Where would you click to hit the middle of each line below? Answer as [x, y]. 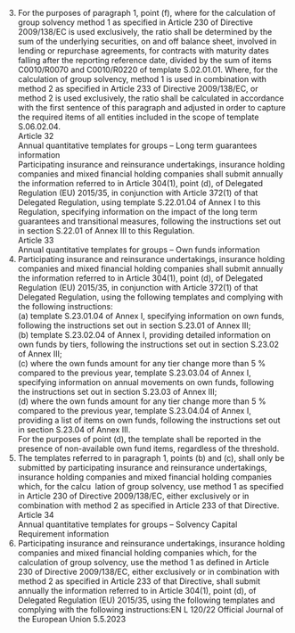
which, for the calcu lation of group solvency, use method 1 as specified [151, 486]
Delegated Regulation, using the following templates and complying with [150, 297]
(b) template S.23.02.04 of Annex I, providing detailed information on [144, 335]
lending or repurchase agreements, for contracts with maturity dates [143, 51]
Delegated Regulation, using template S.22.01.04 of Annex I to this [139, 202]
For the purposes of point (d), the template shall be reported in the [139, 439]
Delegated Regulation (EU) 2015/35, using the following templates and [146, 600]
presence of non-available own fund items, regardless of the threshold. [148, 448]
